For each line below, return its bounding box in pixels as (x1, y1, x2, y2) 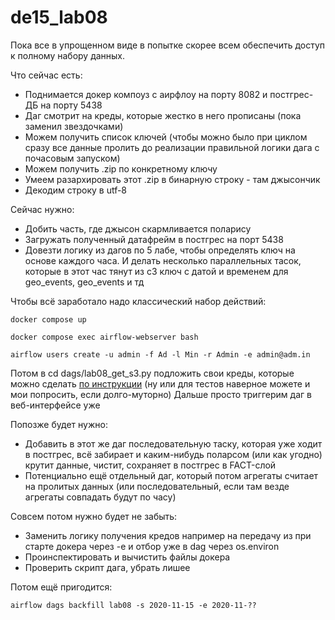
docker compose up (10, 314, 87, 325)
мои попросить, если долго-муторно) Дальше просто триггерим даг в (10, 388, 312, 400)
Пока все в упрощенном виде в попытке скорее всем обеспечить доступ (10, 39, 326, 51)
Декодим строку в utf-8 (24, 184, 128, 196)
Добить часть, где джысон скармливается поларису (24, 222, 252, 235)
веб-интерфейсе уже (10, 399, 101, 411)
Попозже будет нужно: (10, 418, 108, 430)
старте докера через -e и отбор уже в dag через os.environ (24, 540, 280, 552)
